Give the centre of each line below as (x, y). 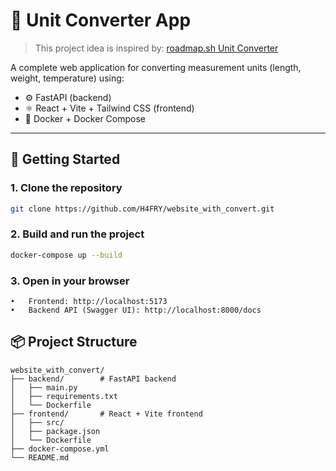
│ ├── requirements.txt (64, 396)
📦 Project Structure (74, 342)
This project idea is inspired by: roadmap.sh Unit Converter (156, 48)
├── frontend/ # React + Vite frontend (106, 414)
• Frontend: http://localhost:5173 (89, 301)
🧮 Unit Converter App (101, 20)
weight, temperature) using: (67, 78)
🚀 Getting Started (65, 159)
